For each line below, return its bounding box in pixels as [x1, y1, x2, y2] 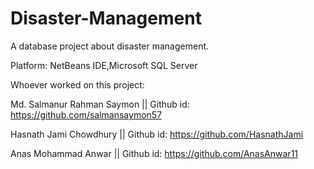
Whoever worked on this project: [10, 78, 145, 91]
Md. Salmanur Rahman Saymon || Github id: [10, 98, 190, 110]
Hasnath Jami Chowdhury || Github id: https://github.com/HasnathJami [10, 128, 304, 140]
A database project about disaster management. [10, 40, 210, 52]
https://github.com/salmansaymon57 [10, 108, 163, 121]
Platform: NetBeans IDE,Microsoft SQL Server [10, 59, 198, 71]
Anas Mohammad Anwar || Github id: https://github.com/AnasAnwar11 [10, 147, 299, 159]
